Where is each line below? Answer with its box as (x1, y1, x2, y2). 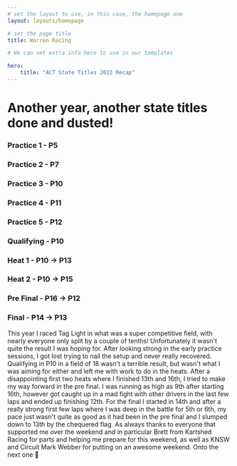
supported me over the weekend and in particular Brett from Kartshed (7, 427, 212, 436)
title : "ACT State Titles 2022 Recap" (20, 69, 135, 76)
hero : (7, 62, 23, 70)
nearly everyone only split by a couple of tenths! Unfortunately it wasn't (7, 336, 217, 345)
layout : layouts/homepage (7, 17, 84, 24)
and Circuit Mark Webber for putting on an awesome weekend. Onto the (7, 442, 219, 451)
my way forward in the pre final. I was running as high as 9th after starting (7, 382, 224, 390)
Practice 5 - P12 (7, 217, 63, 227)
